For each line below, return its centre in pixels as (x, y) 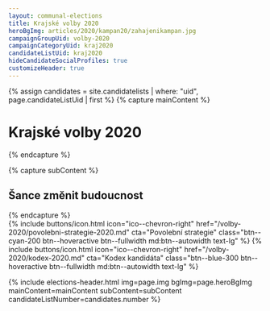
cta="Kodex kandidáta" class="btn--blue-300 (162, 258)
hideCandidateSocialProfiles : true (68, 61)
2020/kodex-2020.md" (47, 258)
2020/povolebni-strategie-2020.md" (69, 232)
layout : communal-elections (56, 16)
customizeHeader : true (46, 68)
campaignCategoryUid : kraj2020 (61, 46)
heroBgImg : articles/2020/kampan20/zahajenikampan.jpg (102, 31)
